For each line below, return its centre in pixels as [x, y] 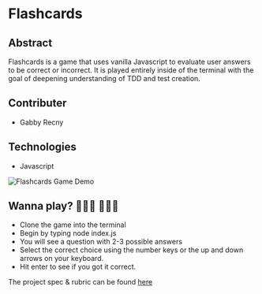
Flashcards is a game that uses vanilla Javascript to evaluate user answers [129, 61]
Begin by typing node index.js [68, 233]
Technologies [43, 147]
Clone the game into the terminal [73, 225]
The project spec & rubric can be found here [80, 282]
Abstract [30, 43]
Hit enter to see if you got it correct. [78, 267]
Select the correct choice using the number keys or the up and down [131, 250]
